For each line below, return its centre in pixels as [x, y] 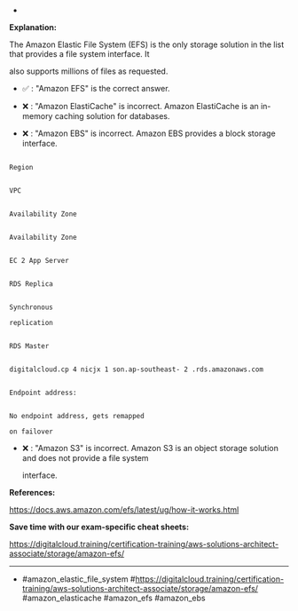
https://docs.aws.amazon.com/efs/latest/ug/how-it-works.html [124, 510]
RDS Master [29, 346]
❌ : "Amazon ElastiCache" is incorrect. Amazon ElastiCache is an [140, 106]
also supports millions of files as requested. [89, 71]
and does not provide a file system [85, 458]
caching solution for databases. [112, 116]
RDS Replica [31, 284]
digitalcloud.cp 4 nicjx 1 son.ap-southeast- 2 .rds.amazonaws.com [137, 369]
